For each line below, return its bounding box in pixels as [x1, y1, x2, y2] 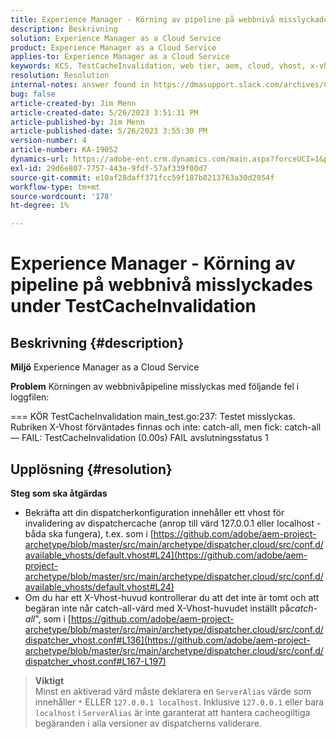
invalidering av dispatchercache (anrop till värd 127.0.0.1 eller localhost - [24, 517, 322, 529]
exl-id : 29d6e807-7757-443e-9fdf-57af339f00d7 [10, 163, 208, 173]
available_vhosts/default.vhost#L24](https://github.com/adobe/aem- [24, 549, 308, 561]
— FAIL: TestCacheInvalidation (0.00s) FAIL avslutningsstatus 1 [10, 432, 269, 444]
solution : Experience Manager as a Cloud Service [10, 33, 222, 43]
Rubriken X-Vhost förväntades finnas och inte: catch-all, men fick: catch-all [10, 421, 322, 433]
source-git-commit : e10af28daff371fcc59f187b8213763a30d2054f [10, 172, 275, 183]
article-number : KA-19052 [10, 145, 118, 155]
